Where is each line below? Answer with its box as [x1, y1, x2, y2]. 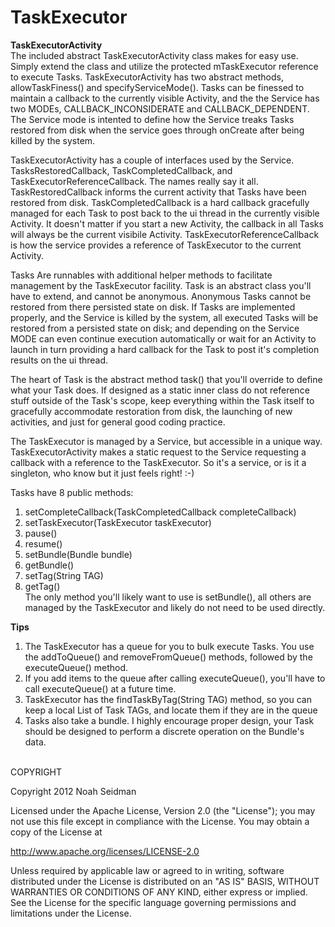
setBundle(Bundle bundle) [24, 548, 133, 560]
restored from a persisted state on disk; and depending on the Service [10, 322, 300, 334]
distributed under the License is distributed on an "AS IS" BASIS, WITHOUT [10, 875, 320, 887]
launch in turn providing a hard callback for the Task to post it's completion [10, 343, 320, 355]
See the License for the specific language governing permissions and [10, 896, 297, 908]
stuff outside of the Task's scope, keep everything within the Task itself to [10, 394, 315, 406]
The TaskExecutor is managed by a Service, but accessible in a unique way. [10, 435, 323, 447]
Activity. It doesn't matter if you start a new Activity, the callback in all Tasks [10, 217, 324, 230]
